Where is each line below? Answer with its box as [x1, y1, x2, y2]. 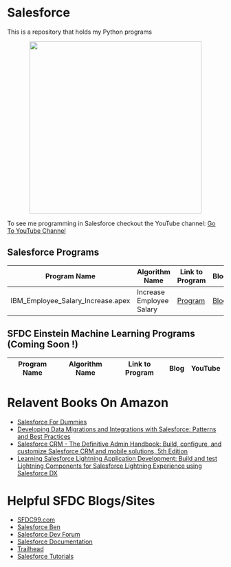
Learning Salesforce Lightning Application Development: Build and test [16, 454, 218, 462]
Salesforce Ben [16, 523, 60, 531]
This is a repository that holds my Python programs [7, 28, 153, 36]
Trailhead [16, 545, 44, 553]
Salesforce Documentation [16, 537, 93, 546]
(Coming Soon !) [7, 339, 79, 351]
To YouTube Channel [7, 226, 67, 235]
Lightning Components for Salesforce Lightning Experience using [16, 462, 203, 470]
